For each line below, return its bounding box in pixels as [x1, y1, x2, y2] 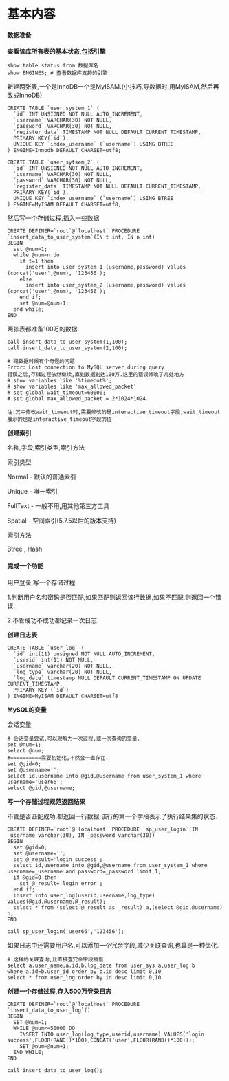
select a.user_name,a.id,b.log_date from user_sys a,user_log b [7, 962, 195, 969]
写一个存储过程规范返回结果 [7, 797, 86, 805]
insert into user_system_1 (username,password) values [25, 264, 186, 271]
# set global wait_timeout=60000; [7, 389, 107, 396]
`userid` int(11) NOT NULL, [13, 656, 94, 664]
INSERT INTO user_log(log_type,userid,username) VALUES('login [19, 1031, 205, 1038]
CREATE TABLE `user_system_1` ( [7, 105, 100, 112]
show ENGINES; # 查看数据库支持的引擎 [7, 69, 108, 76]
